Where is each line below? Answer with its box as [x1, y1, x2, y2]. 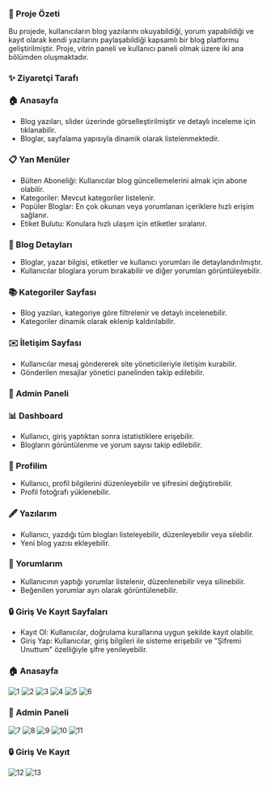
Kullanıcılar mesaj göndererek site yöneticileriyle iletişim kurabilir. [19, 359, 237, 369]
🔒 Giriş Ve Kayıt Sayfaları [8, 606, 108, 617]
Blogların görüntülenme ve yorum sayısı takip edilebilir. [19, 440, 202, 450]
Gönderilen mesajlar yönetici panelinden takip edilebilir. [19, 367, 205, 377]
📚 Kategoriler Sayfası [8, 287, 97, 298]
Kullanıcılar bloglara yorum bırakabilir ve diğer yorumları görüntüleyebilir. [19, 266, 262, 275]
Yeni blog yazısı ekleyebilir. [19, 538, 111, 548]
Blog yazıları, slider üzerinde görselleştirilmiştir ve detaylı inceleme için [19, 116, 256, 126]
